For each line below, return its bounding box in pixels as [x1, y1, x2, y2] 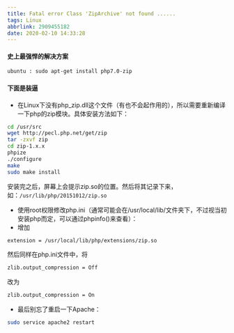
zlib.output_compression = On [7, 292, 95, 299]
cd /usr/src [7, 123, 42, 130]
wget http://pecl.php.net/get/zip [7, 130, 108, 137]
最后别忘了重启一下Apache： [17, 305, 101, 313]
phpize [7, 149, 26, 157]
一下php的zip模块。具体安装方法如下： [17, 109, 129, 118]
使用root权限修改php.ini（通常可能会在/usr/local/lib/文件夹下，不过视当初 [17, 206, 227, 214]
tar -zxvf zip [7, 137, 49, 144]
